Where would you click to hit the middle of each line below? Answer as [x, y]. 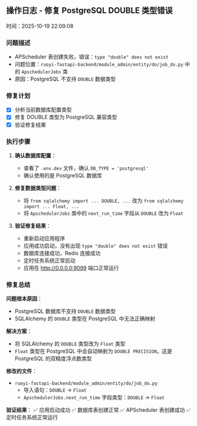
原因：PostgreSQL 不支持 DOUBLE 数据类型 [65, 79]
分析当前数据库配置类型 [43, 110]
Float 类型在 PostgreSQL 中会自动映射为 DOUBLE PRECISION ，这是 [93, 351]
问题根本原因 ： [24, 299]
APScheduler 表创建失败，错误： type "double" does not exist [91, 57]
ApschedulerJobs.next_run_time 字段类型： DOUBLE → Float [94, 398]
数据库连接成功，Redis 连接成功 [62, 253]
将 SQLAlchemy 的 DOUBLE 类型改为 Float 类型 [70, 344]
